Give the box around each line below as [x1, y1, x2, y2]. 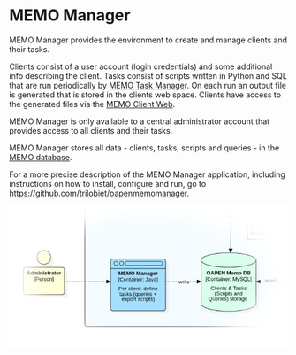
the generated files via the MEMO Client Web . [9, 98, 176, 109]
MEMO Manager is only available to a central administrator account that [9, 116, 270, 127]
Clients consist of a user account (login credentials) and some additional [9, 61, 273, 72]
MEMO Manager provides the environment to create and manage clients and [9, 35, 288, 45]
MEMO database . [9, 151, 72, 162]
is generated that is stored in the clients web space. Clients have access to [9, 89, 281, 100]
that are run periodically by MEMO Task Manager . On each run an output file [9, 80, 287, 90]
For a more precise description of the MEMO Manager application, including [9, 169, 285, 180]
